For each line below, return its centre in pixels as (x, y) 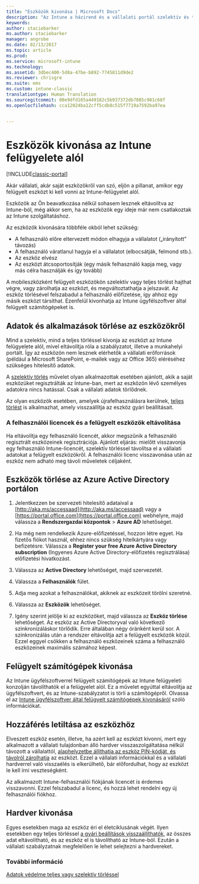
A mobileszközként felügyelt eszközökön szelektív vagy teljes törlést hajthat (99, 282)
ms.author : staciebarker (37, 34)
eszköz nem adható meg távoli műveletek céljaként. (69, 461)
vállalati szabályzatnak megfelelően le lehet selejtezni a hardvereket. (90, 846)
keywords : (18, 23)
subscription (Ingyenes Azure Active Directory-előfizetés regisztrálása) (102, 552)
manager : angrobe (28, 39)
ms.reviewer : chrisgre (34, 78)
